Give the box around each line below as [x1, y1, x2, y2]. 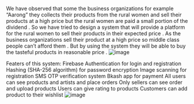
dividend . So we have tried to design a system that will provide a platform [6, 24, 185, 31]
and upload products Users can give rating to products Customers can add [6, 85, 188, 92]
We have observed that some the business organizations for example [6, 5, 174, 12]
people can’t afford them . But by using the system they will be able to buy [6, 42, 186, 49]
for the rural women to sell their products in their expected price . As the [6, 30, 181, 37]
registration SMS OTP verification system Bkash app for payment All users [6, 73, 186, 79]
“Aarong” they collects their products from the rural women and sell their [6, 11, 182, 18]
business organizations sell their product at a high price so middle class [6, 36, 180, 43]
